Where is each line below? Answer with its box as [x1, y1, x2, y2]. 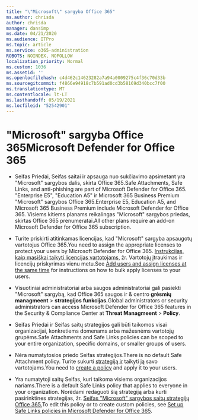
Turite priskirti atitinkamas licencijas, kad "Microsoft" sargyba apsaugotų [14, 235, 193, 242]
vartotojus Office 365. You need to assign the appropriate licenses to [14, 241, 182, 248]
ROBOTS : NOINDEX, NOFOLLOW [6, 53, 73, 59]
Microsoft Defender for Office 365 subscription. [14, 223, 132, 230]
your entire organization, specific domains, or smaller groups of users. [14, 340, 187, 348]
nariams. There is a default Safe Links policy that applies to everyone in [14, 382, 188, 389]
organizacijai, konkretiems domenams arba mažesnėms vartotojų [14, 327, 174, 334]
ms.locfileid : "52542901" [6, 102, 70, 109]
